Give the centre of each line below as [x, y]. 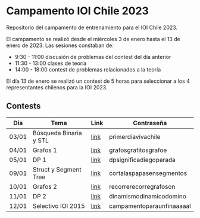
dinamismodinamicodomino [148, 196]
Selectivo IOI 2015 [59, 205]
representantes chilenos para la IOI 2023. [57, 87]
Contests [24, 106]
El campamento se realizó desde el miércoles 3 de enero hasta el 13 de [93, 39]
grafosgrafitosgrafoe [138, 150]
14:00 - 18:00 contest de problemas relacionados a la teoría [88, 69]
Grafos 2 [45, 186]
